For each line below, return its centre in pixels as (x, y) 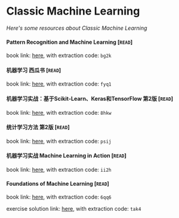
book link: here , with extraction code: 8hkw (59, 112)
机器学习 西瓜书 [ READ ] (34, 70)
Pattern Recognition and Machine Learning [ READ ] (69, 42)
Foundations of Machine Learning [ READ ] (58, 183)
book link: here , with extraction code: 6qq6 (59, 197)
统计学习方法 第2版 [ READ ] (38, 127)
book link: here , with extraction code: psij (59, 141)
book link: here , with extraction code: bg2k (59, 55)
